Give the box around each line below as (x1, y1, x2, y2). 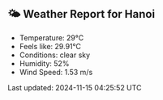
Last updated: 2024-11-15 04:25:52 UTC (7, 82, 142, 92)
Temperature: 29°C (19, 32, 84, 43)
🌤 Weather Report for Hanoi (7, 7, 156, 21)
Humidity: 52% (19, 58, 70, 68)
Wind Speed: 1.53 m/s (19, 67, 93, 77)
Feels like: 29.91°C (19, 41, 82, 51)
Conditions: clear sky (19, 50, 91, 60)
